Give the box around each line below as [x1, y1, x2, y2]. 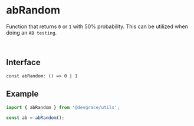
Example [6, 89, 39, 99]
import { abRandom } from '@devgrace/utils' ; [6, 104, 120, 110]
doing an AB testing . [6, 29, 57, 36]
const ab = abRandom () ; [6, 115, 65, 121]
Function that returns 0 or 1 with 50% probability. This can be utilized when [6, 23, 189, 30]
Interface [6, 57, 41, 67]
